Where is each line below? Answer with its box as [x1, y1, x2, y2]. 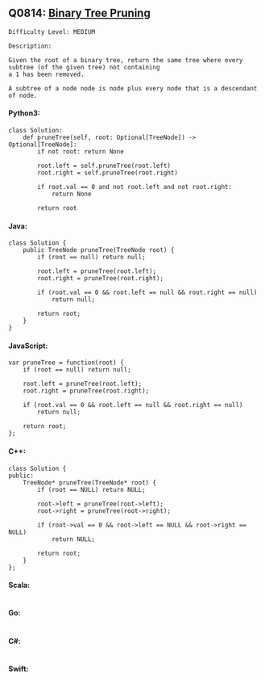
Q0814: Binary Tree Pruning [8, 6, 151, 20]
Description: [8, 42, 52, 50]
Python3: [8, 108, 40, 118]
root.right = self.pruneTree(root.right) [37, 169, 179, 177]
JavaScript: [8, 341, 48, 350]
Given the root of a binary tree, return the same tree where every [8, 56, 243, 64]
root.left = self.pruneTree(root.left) [37, 162, 172, 170]
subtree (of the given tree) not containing [8, 63, 160, 71]
